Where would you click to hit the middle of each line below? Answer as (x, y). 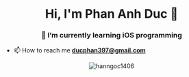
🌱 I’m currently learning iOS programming (112, 35)
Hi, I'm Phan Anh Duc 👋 (112, 14)
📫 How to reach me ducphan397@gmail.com (79, 50)
